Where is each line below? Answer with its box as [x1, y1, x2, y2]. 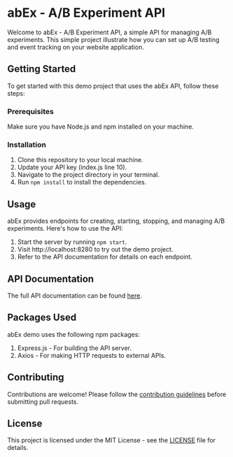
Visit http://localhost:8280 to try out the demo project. [17, 245, 174, 254]
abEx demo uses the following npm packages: [7, 330, 140, 338]
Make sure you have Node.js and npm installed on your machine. [7, 122, 195, 131]
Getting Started [7, 63, 76, 75]
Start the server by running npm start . [17, 238, 127, 246]
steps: [7, 89, 25, 97]
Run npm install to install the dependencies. [17, 178, 147, 187]
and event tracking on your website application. [7, 43, 145, 51]
